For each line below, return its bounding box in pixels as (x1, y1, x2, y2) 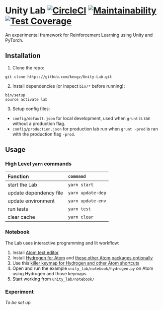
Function (7, 173, 29, 180)
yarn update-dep (68, 190, 106, 196)
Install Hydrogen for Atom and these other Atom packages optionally (12, 254, 153, 260)
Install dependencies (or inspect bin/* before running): (12, 83, 125, 89)
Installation (5, 52, 41, 60)
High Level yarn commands (5, 160, 72, 167)
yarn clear (68, 214, 93, 220)
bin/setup (5, 92, 26, 98)
